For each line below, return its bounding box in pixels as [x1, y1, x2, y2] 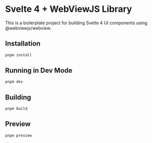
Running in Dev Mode [5, 66, 73, 75]
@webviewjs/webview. [5, 25, 51, 31]
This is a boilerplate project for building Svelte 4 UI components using [5, 20, 148, 26]
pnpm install [5, 52, 32, 57]
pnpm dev [5, 79, 23, 85]
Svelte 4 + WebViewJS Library [5, 3, 132, 15]
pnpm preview [5, 133, 32, 138]
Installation [5, 40, 41, 48]
